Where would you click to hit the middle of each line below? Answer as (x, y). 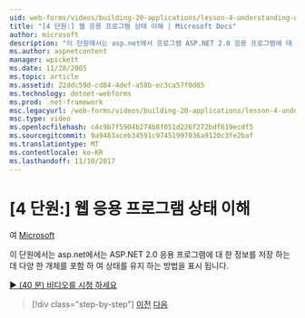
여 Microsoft (32, 236)
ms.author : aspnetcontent (58, 52)
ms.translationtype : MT (54, 144)
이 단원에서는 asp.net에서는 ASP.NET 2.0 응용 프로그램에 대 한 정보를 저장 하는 (150, 255)
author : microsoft (44, 34)
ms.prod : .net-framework (56, 102)
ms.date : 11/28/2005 (49, 69)
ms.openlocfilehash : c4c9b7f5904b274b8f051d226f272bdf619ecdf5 (132, 128)
